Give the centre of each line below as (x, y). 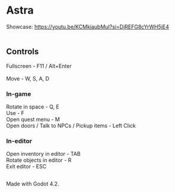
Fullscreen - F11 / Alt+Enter (39, 66)
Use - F (15, 113)
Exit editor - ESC (26, 167)
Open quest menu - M (33, 120)
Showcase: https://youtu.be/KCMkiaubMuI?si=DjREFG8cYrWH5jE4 (87, 27)
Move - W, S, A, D (28, 78)
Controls (23, 52)
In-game (19, 94)
